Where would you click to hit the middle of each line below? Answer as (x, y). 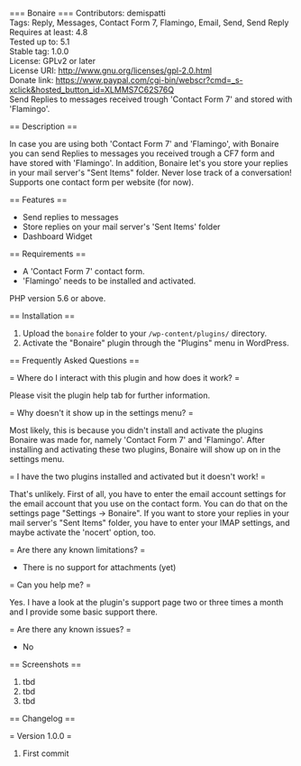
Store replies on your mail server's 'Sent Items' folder (121, 226)
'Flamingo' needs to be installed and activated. (109, 281)
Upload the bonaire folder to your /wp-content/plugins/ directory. (145, 333)
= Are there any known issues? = (71, 629)
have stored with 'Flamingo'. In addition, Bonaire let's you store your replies (149, 163)
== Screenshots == (46, 664)
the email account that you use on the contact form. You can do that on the (149, 503)
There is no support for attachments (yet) (99, 567)
